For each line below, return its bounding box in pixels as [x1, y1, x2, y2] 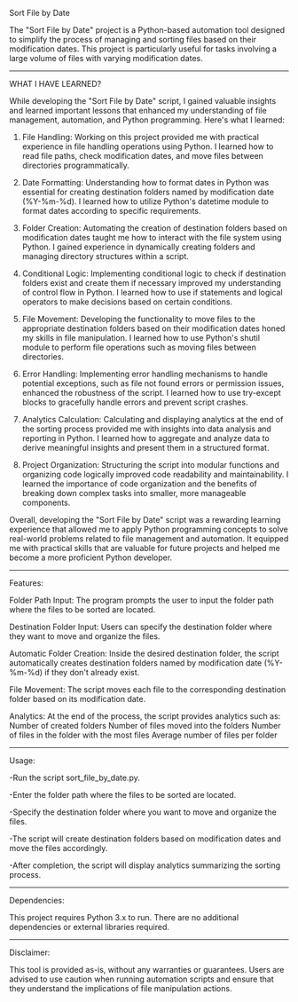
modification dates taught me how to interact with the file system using [21, 233, 282, 242]
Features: [9, 578, 44, 588]
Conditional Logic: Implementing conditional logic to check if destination [21, 268, 286, 279]
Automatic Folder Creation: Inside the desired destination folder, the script [9, 648, 279, 659]
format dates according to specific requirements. [21, 206, 201, 216]
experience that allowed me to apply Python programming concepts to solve [9, 524, 288, 534]
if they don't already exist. [43, 667, 140, 677]
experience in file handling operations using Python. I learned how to [21, 141, 274, 152]
